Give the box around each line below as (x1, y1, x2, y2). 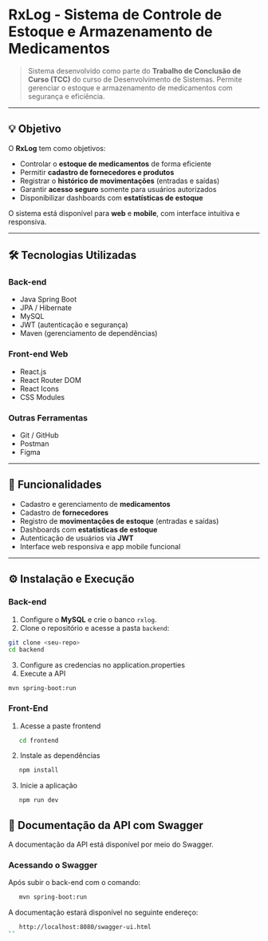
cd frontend (18, 736, 59, 744)
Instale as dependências (19, 751, 100, 760)
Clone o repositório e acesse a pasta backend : (19, 623, 170, 632)
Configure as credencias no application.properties (19, 660, 186, 670)
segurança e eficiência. (27, 91, 105, 101)
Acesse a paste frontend (19, 721, 101, 731)
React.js (19, 366, 47, 377)
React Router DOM (19, 375, 82, 385)
